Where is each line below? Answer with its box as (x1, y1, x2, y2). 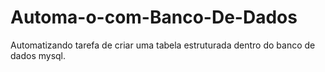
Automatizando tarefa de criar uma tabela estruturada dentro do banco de (10, 39, 316, 51)
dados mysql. (10, 49, 67, 61)
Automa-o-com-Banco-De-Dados (10, 6, 298, 29)
